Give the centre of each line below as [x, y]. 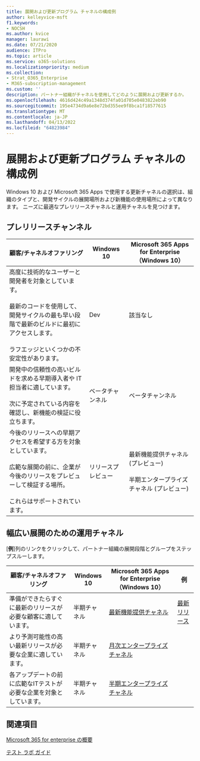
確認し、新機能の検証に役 [45, 413]
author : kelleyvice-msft [37, 17]
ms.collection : [25, 73]
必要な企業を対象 [33, 693]
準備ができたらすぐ [36, 598]
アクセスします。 [33, 333]
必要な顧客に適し [33, 616]
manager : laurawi [28, 39]
